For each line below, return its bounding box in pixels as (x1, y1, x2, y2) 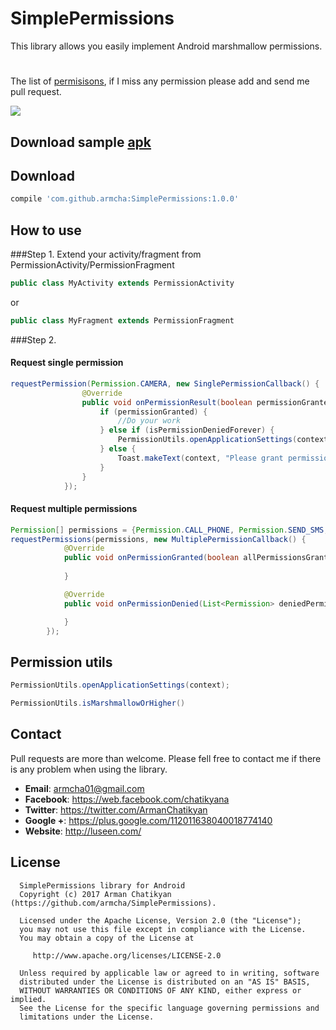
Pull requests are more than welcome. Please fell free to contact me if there (10, 752, 322, 764)
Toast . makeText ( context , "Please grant (117, 453, 284, 463)
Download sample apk (10, 133, 152, 151)
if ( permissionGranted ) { (99, 407, 208, 417)
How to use (10, 222, 82, 239)
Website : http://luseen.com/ (24, 825, 142, 837)
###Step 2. (10, 333, 57, 346)
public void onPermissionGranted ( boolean (63, 553, 240, 563)
